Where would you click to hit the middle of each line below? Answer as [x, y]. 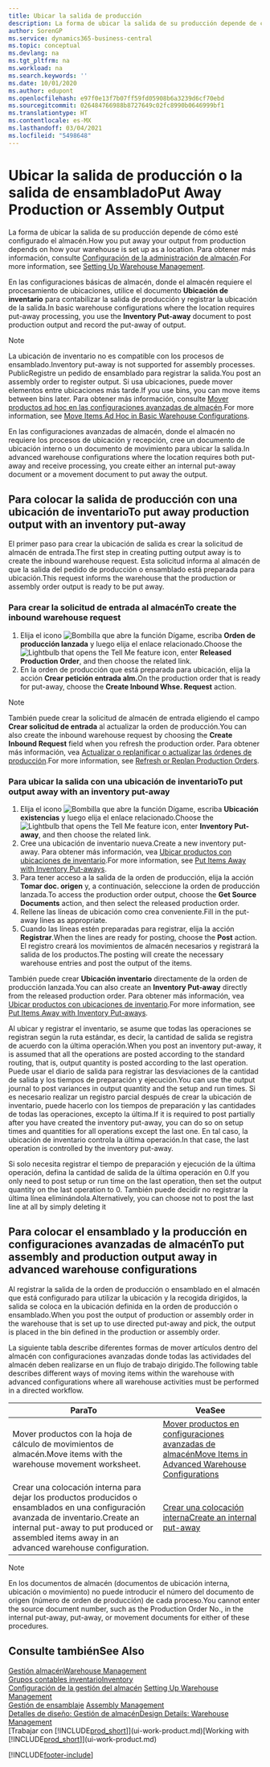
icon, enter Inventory [197, 826]
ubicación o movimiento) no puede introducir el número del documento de [131, 1591]
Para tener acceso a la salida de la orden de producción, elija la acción [137, 877]
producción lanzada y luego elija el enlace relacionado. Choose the [131, 643]
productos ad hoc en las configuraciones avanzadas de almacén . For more [131, 407]
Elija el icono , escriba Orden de [137, 635]
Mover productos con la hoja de [72, 1434]
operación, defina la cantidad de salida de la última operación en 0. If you [129, 1172]
